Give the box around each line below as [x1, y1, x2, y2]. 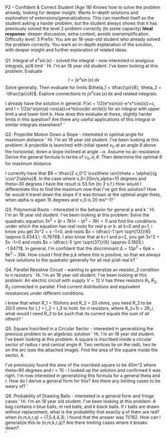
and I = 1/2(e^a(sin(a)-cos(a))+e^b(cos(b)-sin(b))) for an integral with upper [5, 105, 161, 112]
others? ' [5, 316, 23, 322]
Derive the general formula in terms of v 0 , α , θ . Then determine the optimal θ [5, 154, 163, 161]
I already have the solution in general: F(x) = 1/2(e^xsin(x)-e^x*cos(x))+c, [5, 100, 156, 106]
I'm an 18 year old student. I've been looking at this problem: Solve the [5, 211, 150, 217]
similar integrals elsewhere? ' [5, 121, 65, 127]
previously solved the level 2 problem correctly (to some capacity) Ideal [5, 26, 153, 32]
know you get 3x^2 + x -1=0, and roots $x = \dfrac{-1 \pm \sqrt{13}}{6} [5, 229, 151, 235]
